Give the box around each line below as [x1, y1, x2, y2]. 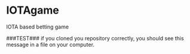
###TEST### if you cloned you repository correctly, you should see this [6, 34, 184, 42]
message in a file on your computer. [6, 41, 94, 48]
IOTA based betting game [6, 23, 69, 30]
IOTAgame [6, 4, 60, 17]
